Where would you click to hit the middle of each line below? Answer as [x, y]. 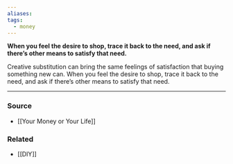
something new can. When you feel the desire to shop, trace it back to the [113, 74]
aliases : [20, 13]
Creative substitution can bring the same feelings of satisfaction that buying [115, 67]
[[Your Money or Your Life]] [56, 121]
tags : [15, 20]
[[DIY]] [27, 154]
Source [20, 106]
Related [20, 139]
